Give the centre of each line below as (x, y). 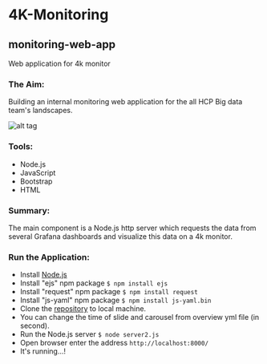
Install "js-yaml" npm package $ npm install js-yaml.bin (115, 300)
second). (34, 326)
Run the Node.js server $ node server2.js (89, 334)
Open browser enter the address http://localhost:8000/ (114, 343)
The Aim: (26, 84)
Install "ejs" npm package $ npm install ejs (94, 283)
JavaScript (38, 172)
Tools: (21, 147)
